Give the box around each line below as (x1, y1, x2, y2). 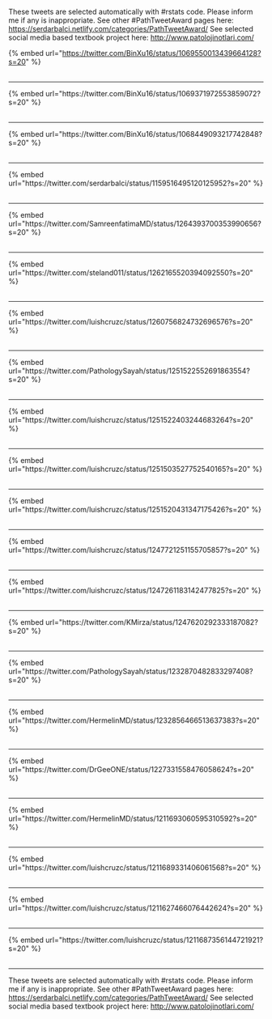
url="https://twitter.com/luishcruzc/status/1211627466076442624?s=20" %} (8, 903, 263, 913)
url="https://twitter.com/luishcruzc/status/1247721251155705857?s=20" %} (8, 546, 261, 554)
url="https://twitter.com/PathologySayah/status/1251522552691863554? (8, 366, 251, 376)
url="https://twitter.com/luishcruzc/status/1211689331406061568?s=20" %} (8, 863, 261, 873)
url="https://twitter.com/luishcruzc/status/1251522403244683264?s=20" (8, 415, 253, 424)
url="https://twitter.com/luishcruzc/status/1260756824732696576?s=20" (8, 317, 253, 326)
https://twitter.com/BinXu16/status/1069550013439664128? (62, 49, 261, 57)
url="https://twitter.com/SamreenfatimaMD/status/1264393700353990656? (8, 219, 261, 228)
